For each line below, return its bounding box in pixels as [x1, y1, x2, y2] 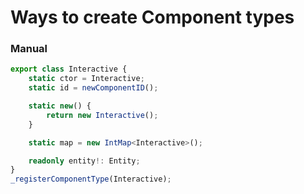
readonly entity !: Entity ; [28, 156, 141, 166]
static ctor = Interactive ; [28, 74, 145, 84]
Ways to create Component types [10, 6, 295, 29]
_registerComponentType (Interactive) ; [10, 174, 172, 185]
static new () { [28, 101, 92, 111]
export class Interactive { [10, 64, 128, 75]
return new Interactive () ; [46, 110, 159, 120]
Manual [10, 42, 48, 56]
